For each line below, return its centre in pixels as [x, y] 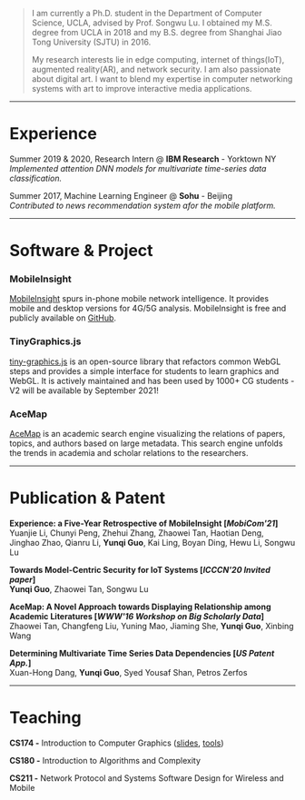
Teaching [45, 718]
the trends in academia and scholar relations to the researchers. [129, 453]
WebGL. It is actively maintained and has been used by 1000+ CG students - [152, 380]
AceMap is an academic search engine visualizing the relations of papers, [148, 434]
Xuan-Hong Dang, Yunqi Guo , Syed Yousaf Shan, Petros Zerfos [128, 672]
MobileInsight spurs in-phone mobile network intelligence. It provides [139, 299]
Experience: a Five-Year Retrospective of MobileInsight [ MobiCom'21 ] [144, 523]
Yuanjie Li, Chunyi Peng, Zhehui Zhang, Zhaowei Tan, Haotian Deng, [137, 533]
